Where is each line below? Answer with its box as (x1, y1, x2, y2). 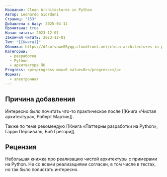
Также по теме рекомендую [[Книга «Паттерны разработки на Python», (5, 123, 158, 129)
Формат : (5, 72, 21, 77)
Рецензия (5, 143, 37, 151)
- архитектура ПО (9, 63, 46, 68)
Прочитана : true (5, 26, 39, 31)
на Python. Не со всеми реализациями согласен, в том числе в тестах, (5, 161, 156, 167)
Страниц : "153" (5, 16, 37, 21)
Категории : (5, 49, 28, 54)
